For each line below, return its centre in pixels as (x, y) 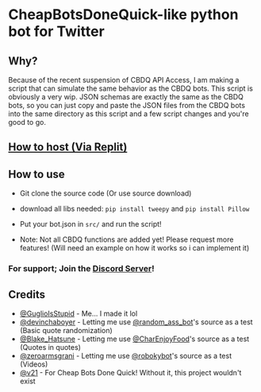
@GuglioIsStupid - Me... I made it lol (79, 313)
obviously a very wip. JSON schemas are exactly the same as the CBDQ (126, 97)
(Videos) (34, 364)
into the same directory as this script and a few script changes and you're (129, 114)
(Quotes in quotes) (50, 347)
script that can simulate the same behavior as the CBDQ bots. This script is (131, 88)
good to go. (27, 122)
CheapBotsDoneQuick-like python (123, 15)
